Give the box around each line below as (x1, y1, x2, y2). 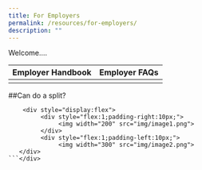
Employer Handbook (12, 67, 92, 78)
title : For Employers (8, 11, 81, 20)
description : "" (8, 26, 62, 34)
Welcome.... (8, 48, 48, 58)
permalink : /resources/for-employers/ (8, 19, 137, 27)
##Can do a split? (8, 91, 66, 100)
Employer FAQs (99, 67, 159, 78)
